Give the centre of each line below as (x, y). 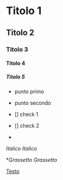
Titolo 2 (20, 33)
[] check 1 (26, 114)
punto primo (29, 92)
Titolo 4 (15, 64)
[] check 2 (27, 126)
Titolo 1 (24, 11)
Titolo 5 (15, 76)
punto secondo (33, 103)
